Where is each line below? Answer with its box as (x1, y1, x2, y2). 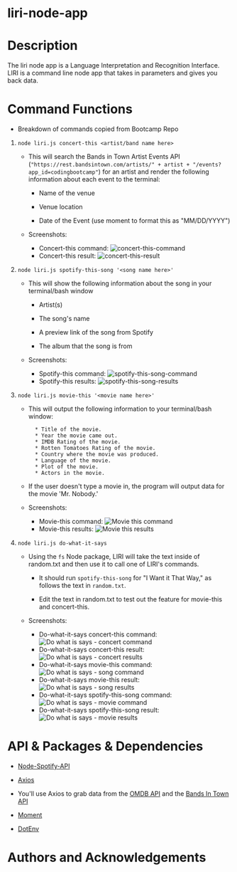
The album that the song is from (38, 342, 133, 350)
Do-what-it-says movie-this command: (38, 661, 153, 669)
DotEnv (17, 824, 40, 833)
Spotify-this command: (38, 369, 106, 378)
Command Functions (7, 101, 133, 117)
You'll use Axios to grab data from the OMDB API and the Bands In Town (17, 789, 229, 798)
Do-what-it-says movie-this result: (38, 676, 140, 684)
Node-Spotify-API (17, 762, 70, 770)
